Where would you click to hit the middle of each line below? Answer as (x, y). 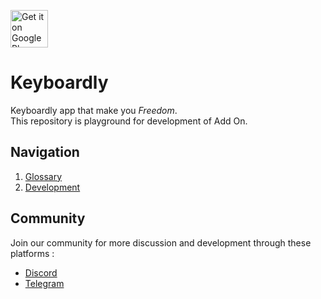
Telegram (44, 283)
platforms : (32, 253)
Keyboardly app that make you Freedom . (94, 110)
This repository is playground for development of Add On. (129, 121)
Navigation (45, 152)
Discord (41, 272)
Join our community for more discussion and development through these (161, 242)
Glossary (43, 176)
